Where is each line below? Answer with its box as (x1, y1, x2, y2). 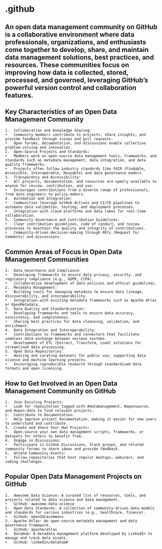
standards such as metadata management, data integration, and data (5, 158, 146, 163)
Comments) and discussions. (5, 234, 62, 239)
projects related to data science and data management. (5, 497, 120, 502)
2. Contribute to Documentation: (5, 412, 75, 418)
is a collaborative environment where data (5, 30, 134, 38)
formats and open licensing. (5, 366, 64, 371)
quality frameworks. (5, 162, 47, 167)
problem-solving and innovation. (5, 145, 73, 150)
